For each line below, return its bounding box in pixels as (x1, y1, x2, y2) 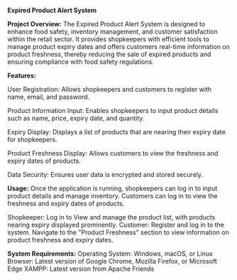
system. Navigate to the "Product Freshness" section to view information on (7, 228, 229, 237)
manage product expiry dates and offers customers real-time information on (7, 43, 231, 50)
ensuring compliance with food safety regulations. (7, 58, 154, 66)
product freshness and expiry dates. (7, 236, 114, 244)
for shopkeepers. (7, 135, 58, 144)
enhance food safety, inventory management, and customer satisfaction (7, 28, 218, 36)
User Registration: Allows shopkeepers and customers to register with (7, 85, 211, 93)
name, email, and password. (7, 92, 90, 101)
